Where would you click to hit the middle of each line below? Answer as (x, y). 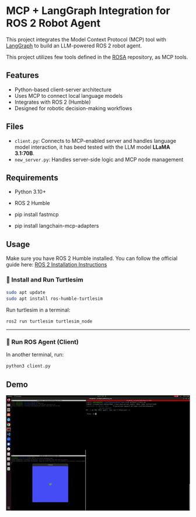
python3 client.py (28, 366)
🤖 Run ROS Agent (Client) (42, 342)
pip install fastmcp (37, 214)
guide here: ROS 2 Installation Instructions (57, 265)
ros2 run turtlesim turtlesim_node (49, 321)
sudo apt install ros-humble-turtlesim (55, 299)
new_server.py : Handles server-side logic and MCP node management (99, 159)
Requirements (32, 178)
